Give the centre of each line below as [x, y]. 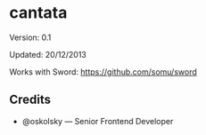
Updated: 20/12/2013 [48, 54]
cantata [38, 13]
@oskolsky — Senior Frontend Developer [98, 121]
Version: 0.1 [30, 37]
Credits [30, 100]
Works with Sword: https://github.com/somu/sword [103, 71]
